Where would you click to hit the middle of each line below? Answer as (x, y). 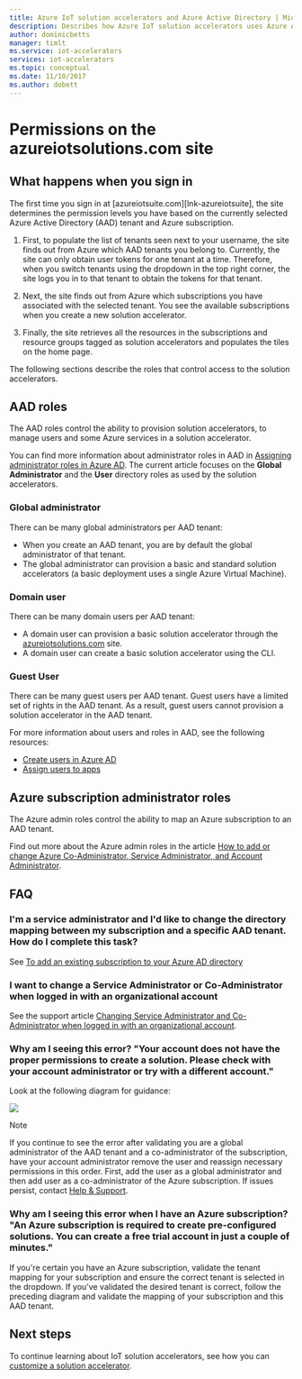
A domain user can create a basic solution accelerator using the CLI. (149, 653)
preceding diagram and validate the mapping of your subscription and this (147, 1296)
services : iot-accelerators (62, 59)
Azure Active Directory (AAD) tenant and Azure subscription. (122, 223)
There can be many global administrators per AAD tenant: (116, 527)
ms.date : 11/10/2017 (48, 77)
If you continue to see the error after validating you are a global (126, 1143)
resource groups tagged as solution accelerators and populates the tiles (155, 342)
